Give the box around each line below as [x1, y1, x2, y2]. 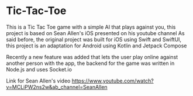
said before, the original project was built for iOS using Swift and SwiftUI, [6, 36, 182, 43]
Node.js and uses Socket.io [6, 66, 72, 73]
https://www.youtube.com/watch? [71, 77, 154, 84]
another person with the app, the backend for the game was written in [6, 60, 175, 67]
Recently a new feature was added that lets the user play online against [6, 53, 178, 60]
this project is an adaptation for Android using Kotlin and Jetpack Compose [6, 42, 187, 49]
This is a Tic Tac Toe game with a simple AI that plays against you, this [6, 23, 176, 30]
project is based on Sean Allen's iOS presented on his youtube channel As [6, 29, 185, 36]
